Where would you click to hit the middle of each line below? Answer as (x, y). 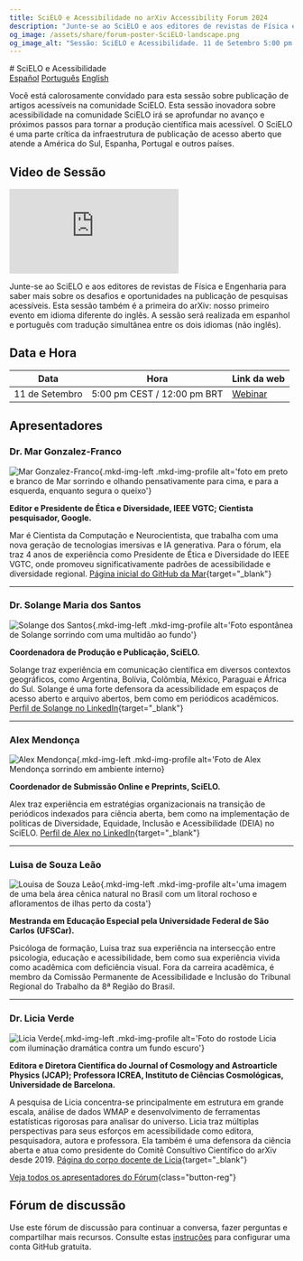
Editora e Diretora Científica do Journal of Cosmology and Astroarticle (143, 1065)
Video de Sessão (58, 172)
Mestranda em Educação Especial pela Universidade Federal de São (139, 921)
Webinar (249, 394)
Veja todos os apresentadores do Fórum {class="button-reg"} (123, 1177)
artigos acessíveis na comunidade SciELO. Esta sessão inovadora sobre (143, 106)
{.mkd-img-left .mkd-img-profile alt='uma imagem (193, 884)
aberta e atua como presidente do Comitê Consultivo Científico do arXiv (143, 1150)
